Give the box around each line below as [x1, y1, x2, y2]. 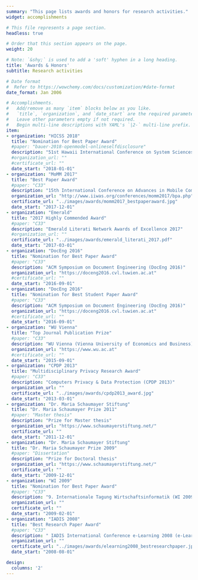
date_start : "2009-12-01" [11, 472, 75, 478]
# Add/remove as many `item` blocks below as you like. [6, 105, 151, 112]
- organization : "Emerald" [6, 210, 72, 216]
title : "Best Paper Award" [11, 177, 78, 183]
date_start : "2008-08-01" [11, 549, 75, 555]
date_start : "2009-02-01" [11, 511, 75, 516]
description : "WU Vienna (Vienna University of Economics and [11, 341, 167, 347]
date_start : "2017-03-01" [11, 243, 75, 248]
